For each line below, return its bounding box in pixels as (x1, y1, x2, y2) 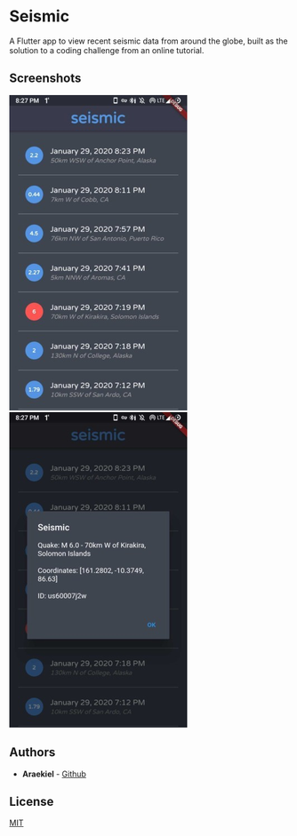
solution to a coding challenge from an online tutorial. (9, 44, 205, 55)
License (9, 793, 54, 809)
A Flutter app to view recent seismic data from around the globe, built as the (9, 36, 288, 46)
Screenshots (9, 71, 82, 86)
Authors (9, 744, 56, 760)
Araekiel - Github (21, 768, 87, 779)
